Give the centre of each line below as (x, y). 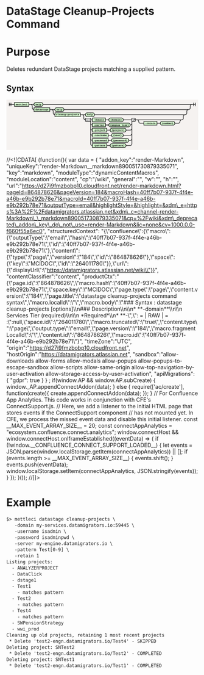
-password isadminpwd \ (44, 538)
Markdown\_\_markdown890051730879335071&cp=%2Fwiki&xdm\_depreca (102, 218)
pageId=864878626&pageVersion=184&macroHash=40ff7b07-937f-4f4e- (100, 192)
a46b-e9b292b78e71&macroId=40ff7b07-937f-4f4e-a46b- (81, 199)
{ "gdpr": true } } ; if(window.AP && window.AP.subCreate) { (81, 380)
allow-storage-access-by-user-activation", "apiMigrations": (120, 374)
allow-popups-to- (160, 361)
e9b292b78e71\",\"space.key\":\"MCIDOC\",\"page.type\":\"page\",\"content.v (102, 290)
